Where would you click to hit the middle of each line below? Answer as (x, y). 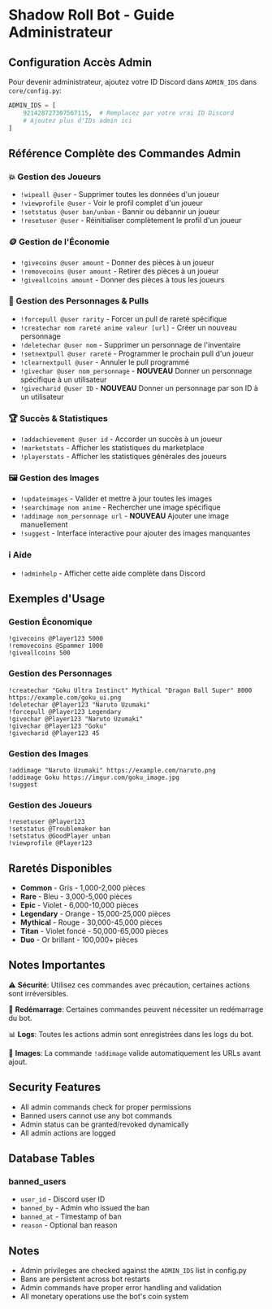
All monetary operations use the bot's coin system (104, 1297)
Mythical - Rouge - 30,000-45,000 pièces (91, 922)
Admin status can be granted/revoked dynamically (104, 1124)
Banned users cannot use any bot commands (96, 1115)
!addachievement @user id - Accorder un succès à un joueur (121, 439)
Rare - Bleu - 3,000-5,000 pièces (76, 896)
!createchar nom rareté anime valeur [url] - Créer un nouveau (128, 327)
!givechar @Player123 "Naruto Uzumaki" (76, 719)
